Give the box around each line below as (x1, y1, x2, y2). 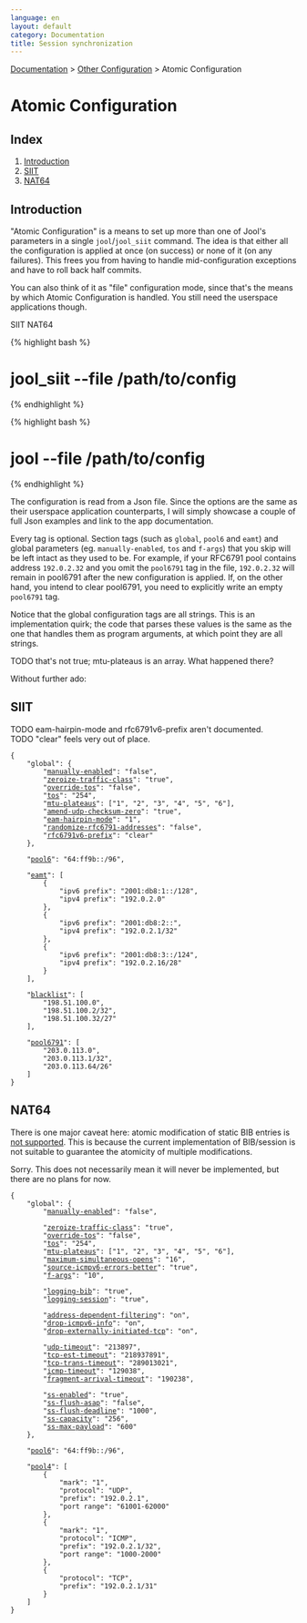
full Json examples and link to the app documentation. (10, 515, 214, 526)
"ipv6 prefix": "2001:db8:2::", (58, 918, 182, 927)
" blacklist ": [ (26, 990, 85, 999)
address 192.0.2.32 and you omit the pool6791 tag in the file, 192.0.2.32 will (10, 562, 295, 573)
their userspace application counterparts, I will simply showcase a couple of (10, 505, 296, 516)
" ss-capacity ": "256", (43, 1414, 129, 1424)
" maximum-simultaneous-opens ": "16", (43, 1254, 186, 1264)
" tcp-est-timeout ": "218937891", (43, 1350, 170, 1360)
